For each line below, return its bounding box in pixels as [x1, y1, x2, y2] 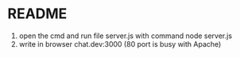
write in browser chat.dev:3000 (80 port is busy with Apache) [18, 39, 222, 48]
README [7, 5, 68, 23]
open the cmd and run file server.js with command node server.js [18, 31, 232, 40]
